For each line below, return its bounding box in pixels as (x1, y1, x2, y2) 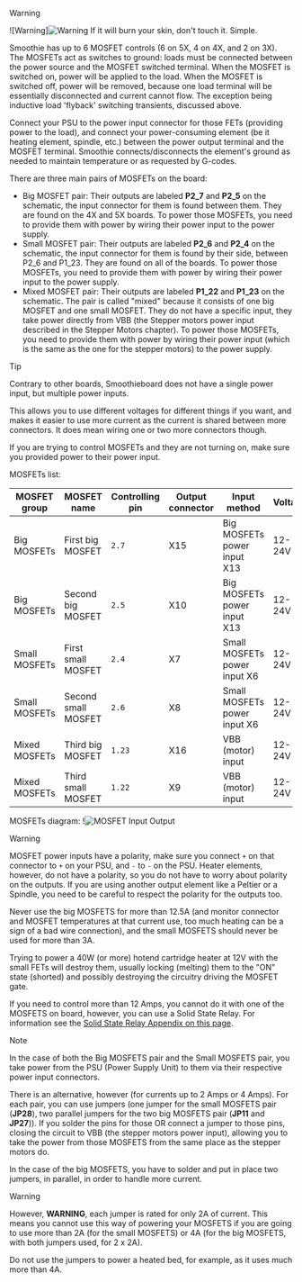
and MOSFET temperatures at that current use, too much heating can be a (9, 916, 284, 926)
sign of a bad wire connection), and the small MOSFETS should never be (9, 925, 279, 935)
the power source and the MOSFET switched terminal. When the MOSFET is (9, 62, 291, 72)
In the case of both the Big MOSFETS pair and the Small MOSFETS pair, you (9, 1052, 290, 1063)
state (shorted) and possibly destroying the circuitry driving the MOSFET (9, 971, 279, 982)
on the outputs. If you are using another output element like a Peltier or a (9, 880, 279, 889)
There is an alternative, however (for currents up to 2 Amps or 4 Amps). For (9, 1089, 289, 1099)
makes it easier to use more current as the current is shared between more (9, 415, 287, 426)
